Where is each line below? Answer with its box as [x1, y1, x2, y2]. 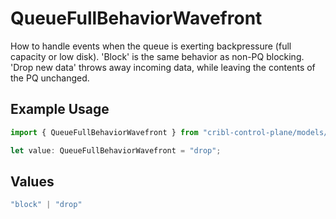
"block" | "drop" [10, 200, 83, 210]
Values [10, 173, 55, 190]
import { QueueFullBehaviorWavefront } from [10, 127, 199, 137]
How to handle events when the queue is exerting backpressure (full [10, 40, 292, 52]
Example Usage [10, 101, 110, 118]
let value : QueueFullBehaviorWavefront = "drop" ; [10, 145, 222, 156]
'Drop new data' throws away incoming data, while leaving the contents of [10, 61, 316, 73]
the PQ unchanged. [10, 72, 90, 84]
